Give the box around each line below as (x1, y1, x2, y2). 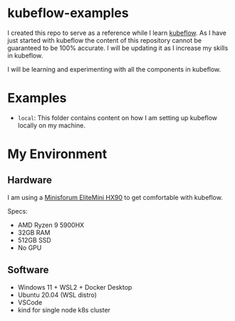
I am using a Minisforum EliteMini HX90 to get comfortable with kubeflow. (7, 193, 223, 201)
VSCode (17, 298, 43, 307)
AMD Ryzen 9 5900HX (17, 221, 85, 229)
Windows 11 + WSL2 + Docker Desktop (17, 283, 132, 291)
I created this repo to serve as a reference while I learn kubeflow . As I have (7, 28, 226, 37)
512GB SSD (17, 236, 51, 244)
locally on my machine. (17, 121, 85, 130)
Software (7, 264, 49, 276)
